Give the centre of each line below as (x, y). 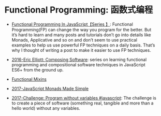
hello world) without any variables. (46, 108)
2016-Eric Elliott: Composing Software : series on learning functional (79, 59)
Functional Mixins (29, 79)
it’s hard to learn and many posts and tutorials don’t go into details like (81, 35)
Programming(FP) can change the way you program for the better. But (81, 29)
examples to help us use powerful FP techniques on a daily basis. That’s (83, 45)
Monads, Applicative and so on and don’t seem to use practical (74, 40)
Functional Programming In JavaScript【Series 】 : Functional (72, 24)
